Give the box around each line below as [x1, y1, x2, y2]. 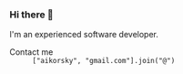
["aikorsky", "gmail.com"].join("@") [32, 57, 176, 66]
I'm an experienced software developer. [9, 29, 159, 40]
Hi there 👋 [9, 8, 55, 21]
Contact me [9, 47, 54, 58]
